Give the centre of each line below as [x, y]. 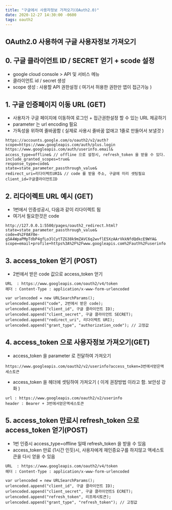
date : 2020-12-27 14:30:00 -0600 [41, 15]
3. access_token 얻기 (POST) [51, 260]
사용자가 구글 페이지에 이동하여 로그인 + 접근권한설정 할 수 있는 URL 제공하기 [89, 118]
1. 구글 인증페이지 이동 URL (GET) [56, 104]
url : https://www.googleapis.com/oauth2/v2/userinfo [64, 398]
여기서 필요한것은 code [36, 216]
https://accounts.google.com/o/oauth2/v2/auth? [57, 141]
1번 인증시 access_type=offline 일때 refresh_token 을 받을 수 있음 [79, 443]
